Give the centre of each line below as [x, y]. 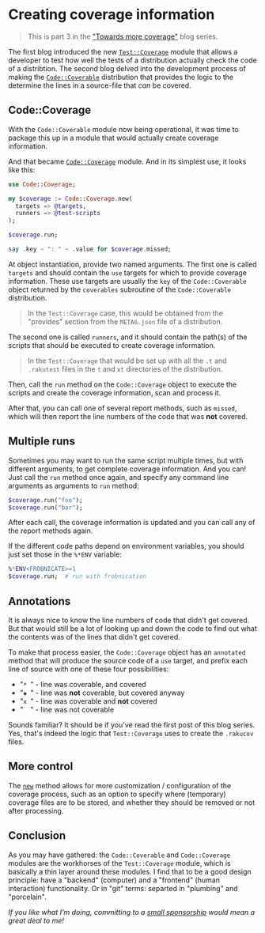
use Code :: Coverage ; [42, 184]
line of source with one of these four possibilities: [89, 669]
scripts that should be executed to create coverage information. [112, 345]
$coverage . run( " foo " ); [45, 500]
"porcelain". [28, 897]
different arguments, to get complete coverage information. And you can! [127, 469]
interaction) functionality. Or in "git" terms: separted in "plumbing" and [123, 888]
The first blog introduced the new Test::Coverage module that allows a [123, 51]
